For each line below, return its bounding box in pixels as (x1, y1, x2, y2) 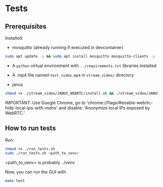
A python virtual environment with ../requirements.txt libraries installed (12, 63, 157, 68)
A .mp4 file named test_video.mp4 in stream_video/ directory (12, 72, 134, 78)
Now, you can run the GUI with (5, 169, 66, 175)
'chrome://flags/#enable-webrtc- (86, 100, 153, 105)
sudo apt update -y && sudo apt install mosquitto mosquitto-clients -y (5, 54, 155, 59)
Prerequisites (5, 22, 47, 31)
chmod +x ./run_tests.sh (5, 146, 55, 151)
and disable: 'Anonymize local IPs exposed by (59, 105, 150, 111)
